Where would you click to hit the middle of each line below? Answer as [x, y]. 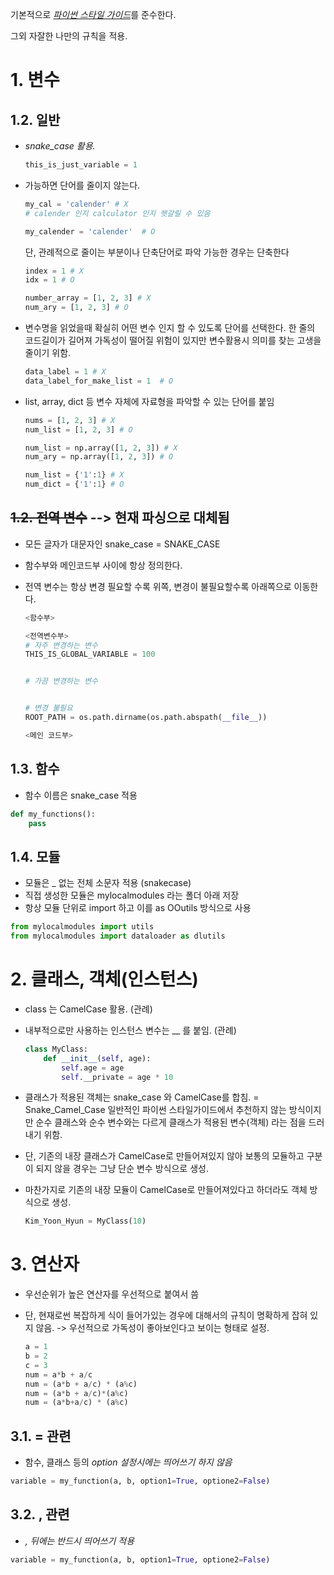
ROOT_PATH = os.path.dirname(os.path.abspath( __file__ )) [146, 718]
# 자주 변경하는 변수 [61, 645]
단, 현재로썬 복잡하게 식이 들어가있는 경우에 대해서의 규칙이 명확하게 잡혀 [166, 1315]
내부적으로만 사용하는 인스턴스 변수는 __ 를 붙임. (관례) [130, 1030]
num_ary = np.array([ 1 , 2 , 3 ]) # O [99, 457]
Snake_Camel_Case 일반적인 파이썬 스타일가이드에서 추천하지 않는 [155, 1110]
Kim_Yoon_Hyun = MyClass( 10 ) [85, 1221]
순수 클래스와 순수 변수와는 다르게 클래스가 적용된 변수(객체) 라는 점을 [171, 1122]
